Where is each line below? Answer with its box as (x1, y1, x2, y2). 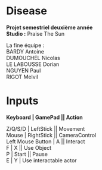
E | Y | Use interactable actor (6, 156, 77, 164)
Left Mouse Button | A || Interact (6, 138, 85, 145)
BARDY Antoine (6, 48, 45, 55)
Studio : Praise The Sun (6, 30, 65, 37)
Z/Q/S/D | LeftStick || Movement (6, 125, 85, 132)
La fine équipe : (6, 42, 45, 49)
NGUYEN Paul (6, 67, 41, 74)
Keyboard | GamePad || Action (6, 114, 83, 121)
